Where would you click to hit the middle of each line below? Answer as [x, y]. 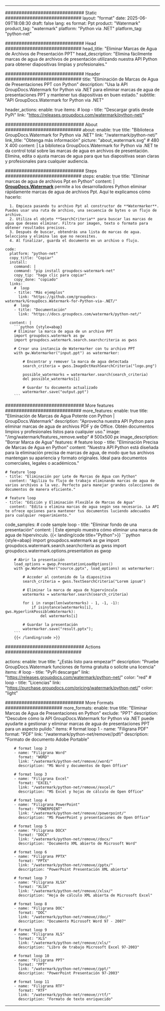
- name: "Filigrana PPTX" [41, 856]
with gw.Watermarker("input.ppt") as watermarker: [67, 353]
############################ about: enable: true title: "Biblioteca [79, 130]
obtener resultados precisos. [36, 228]
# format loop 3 [31, 774]
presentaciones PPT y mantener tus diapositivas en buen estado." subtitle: [81, 95]
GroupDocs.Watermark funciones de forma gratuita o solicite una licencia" [81, 667]
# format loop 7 [31, 878]
